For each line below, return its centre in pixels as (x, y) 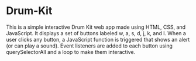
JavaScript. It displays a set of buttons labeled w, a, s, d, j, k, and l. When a (96, 33)
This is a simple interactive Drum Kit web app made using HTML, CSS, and (96, 27)
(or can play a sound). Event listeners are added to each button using (89, 46)
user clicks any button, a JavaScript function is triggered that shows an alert (98, 39)
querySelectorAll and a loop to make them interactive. (71, 52)
